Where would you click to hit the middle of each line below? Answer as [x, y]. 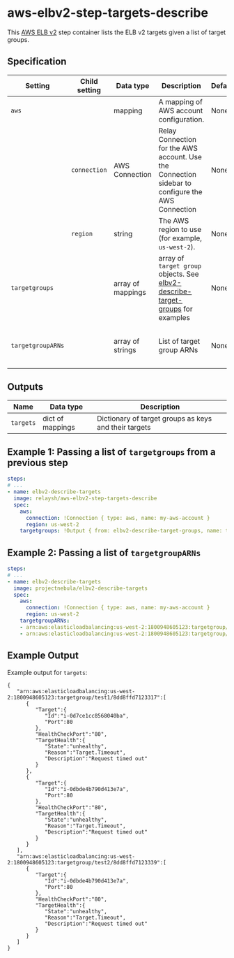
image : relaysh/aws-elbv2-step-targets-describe [85, 498]
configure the [181, 191]
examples [174, 317]
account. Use [180, 157]
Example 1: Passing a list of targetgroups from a [111, 452]
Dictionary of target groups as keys [155, 419]
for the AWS [178, 148]
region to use [180, 229]
